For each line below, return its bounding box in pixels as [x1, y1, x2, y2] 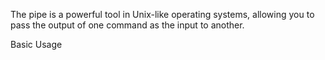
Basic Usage [10, 39, 63, 50]
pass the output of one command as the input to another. [10, 19, 245, 31]
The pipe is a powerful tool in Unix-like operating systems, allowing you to [10, 9, 315, 20]
